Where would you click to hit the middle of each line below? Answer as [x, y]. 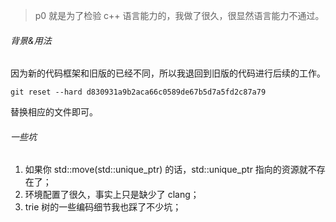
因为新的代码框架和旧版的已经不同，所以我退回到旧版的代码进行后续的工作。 [168, 73]
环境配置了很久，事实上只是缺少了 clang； [112, 195]
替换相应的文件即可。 [54, 112]
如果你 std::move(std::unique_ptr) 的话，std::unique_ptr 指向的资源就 [166, 170]
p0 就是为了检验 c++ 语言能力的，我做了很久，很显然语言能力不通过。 [179, 15]
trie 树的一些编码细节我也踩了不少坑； [103, 207]
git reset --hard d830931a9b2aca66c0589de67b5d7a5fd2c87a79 [138, 92]
